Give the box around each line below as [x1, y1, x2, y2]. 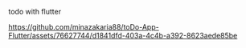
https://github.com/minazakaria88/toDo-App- [8, 22, 159, 31]
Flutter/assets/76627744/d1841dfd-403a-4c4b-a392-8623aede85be [8, 31, 238, 40]
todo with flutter [8, 7, 62, 16]
